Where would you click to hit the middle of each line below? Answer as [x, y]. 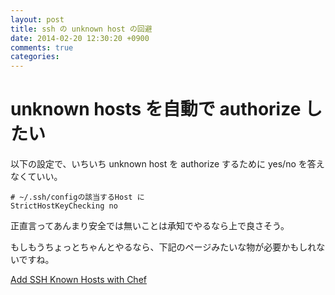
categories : [35, 57]
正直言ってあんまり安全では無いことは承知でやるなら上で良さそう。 [150, 226]
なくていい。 [36, 177]
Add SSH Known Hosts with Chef [78, 280]
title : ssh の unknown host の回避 [81, 29]
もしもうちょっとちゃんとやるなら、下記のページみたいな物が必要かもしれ [163, 247]
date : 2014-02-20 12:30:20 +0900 [80, 38]
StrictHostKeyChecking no [64, 206]
